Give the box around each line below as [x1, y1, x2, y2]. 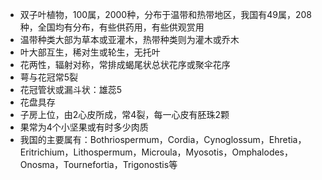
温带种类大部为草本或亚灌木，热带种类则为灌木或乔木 [19, 34, 240, 45]
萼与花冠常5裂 [19, 71, 79, 83]
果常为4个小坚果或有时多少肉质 [19, 121, 149, 133]
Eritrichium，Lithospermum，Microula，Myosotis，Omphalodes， [19, 146, 294, 158]
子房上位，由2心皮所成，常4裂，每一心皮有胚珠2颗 [19, 109, 230, 120]
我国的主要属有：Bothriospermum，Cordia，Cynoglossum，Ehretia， [19, 134, 307, 145]
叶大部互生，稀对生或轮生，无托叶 [19, 46, 161, 58]
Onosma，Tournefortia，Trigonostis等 [19, 159, 178, 170]
